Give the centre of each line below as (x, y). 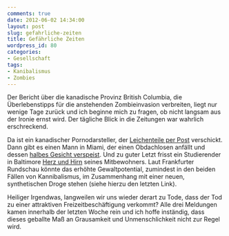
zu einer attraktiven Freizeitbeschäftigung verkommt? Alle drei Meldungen (112, 205)
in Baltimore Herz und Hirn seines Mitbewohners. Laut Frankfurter (101, 162)
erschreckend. (28, 127)
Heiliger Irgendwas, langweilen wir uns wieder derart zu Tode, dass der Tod (115, 197)
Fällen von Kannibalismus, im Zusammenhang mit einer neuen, (96, 177)
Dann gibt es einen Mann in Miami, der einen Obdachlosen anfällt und (106, 147)
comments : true (29, 13)
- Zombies (21, 78)
